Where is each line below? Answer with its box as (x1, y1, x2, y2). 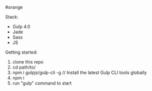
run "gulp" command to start (12, 80, 72, 86)
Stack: (5, 14, 19, 19)
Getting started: (5, 49, 38, 55)
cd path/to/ (12, 64, 36, 70)
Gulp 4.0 (12, 23, 31, 29)
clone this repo (12, 59, 44, 64)
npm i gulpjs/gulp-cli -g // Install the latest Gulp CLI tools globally (12, 69, 147, 75)
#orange (5, 4, 23, 10)
